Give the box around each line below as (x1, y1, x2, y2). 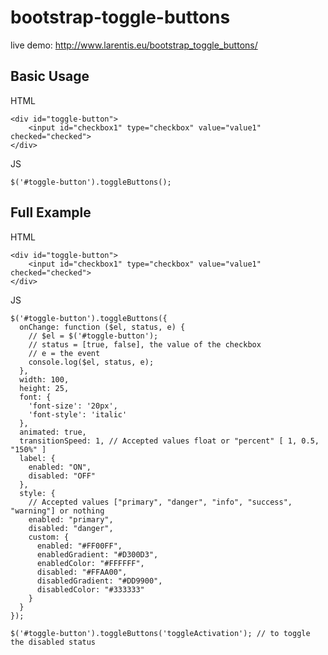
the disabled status (10, 637, 97, 647)
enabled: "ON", (28, 462, 92, 472)
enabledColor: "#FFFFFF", (36, 558, 145, 568)
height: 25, (19, 383, 70, 393)
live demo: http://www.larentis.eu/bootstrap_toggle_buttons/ (10, 39, 258, 51)
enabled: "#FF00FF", (36, 541, 123, 551)
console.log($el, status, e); (28, 357, 155, 367)
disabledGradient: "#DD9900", (36, 576, 163, 586)
